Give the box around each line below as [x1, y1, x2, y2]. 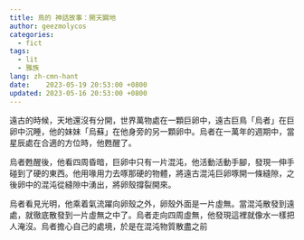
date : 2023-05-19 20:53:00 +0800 [9, 80, 147, 89]
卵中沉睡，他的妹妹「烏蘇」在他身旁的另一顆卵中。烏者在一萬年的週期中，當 [9, 125, 295, 136]
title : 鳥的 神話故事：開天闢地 [9, 13, 117, 23]
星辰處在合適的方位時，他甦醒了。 [9, 137, 137, 148]
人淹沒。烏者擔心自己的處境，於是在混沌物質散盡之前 [9, 220, 208, 231]
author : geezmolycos [9, 22, 88, 31]
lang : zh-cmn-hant [9, 72, 79, 81]
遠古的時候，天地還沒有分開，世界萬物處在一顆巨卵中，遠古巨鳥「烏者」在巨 [9, 115, 295, 125]
